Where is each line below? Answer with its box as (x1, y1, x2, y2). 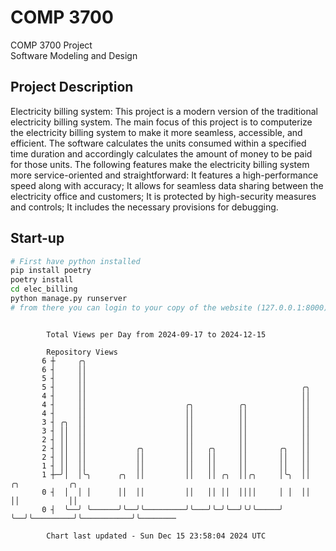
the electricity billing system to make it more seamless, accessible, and (10, 126, 303, 138)
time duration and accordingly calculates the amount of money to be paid (10, 147, 313, 160)
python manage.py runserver (10, 294, 128, 304)
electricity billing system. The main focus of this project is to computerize (10, 116, 313, 128)
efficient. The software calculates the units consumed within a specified (10, 137, 307, 149)
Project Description (10, 79, 134, 96)
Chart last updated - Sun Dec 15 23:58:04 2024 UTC (46, 531, 267, 541)
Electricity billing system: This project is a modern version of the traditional (10, 105, 318, 117)
